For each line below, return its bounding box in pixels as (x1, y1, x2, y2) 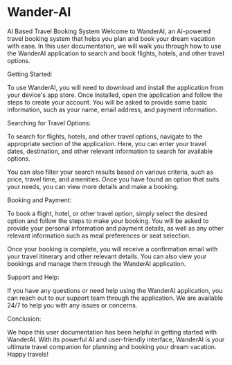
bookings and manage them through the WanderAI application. (7, 259, 186, 267)
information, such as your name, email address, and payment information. (7, 105, 218, 114)
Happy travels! (7, 350, 49, 358)
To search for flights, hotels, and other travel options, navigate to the (7, 132, 203, 141)
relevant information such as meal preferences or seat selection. (7, 231, 191, 240)
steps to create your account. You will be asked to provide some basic (7, 98, 208, 106)
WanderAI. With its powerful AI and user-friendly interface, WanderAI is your (7, 335, 225, 344)
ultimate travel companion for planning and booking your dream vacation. (7, 342, 217, 350)
